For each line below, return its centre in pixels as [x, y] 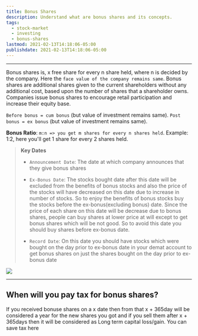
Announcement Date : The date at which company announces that [107, 162]
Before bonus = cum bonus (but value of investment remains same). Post [93, 115]
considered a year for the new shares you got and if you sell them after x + [97, 315]
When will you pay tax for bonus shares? [82, 295]
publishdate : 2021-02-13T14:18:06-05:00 [57, 50]
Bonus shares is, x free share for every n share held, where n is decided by [97, 72]
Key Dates [33, 150]
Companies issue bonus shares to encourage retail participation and [89, 97]
